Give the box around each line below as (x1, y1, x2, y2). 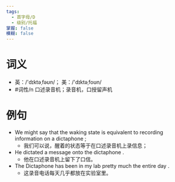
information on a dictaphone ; (14, 135, 87, 142)
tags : (6, 8, 19, 15)
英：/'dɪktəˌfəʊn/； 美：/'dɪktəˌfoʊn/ (14, 79, 102, 86)
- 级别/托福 (11, 19, 37, 25)
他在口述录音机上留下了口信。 (23, 156, 96, 162)
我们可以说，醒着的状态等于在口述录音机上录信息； (23, 142, 148, 149)
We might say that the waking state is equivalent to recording (14, 129, 164, 136)
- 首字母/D (11, 14, 35, 20)
